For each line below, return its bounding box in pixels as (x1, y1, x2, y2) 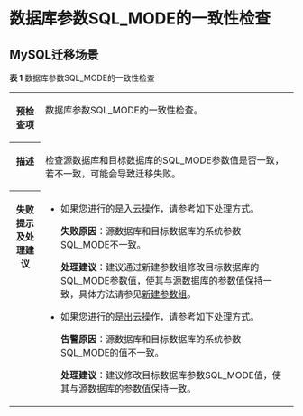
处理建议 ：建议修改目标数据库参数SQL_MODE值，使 (60, 368, 281, 381)
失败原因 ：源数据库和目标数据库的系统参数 (60, 224, 242, 237)
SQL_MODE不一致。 (60, 238, 146, 250)
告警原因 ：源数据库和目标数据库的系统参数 (60, 332, 242, 345)
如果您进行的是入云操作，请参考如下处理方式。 (60, 202, 260, 214)
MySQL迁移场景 (9, 47, 99, 62)
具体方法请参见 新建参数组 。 (78, 287, 197, 300)
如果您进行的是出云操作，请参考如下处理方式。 (60, 310, 260, 322)
